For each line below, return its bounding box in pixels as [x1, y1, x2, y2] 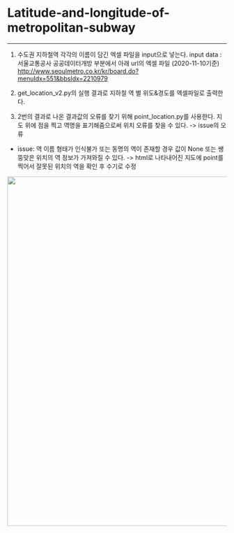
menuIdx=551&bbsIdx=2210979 [17, 74, 108, 82]
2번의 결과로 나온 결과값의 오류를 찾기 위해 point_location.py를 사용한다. [17, 112, 215, 120]
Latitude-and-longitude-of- [7, 5, 170, 21]
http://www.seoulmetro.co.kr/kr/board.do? [17, 66, 139, 75]
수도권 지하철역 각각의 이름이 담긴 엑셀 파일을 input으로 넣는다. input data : [17, 50, 222, 59]
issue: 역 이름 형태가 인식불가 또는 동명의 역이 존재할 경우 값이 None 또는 [17, 145, 217, 153]
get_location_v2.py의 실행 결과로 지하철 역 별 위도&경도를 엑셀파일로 [17, 89, 205, 97]
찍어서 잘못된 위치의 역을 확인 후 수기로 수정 [17, 162, 137, 170]
